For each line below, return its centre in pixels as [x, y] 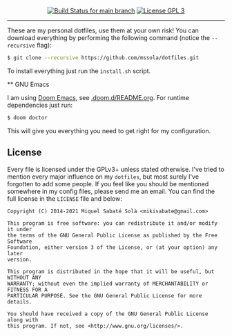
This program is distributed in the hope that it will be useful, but [111, 271]
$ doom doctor [28, 117]
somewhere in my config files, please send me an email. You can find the [111, 191]
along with [23, 320]
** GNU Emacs [28, 84]
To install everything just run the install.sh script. [79, 71]
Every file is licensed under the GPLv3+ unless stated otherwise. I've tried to [116, 169]
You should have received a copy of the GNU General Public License [108, 314]
